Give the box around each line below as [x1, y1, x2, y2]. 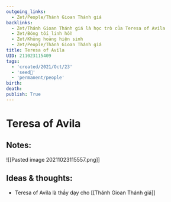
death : [6, 86, 22, 92]
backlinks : [6, 20, 33, 25]
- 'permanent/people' [11, 75, 65, 81]
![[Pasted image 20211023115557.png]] [6, 156, 101, 163]
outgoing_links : [6, 8, 46, 15]
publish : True [6, 91, 41, 97]
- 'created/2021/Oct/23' [11, 63, 73, 70]
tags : [6, 58, 20, 64]
